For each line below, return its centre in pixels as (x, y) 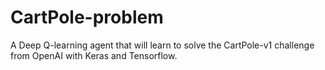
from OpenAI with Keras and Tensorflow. (94, 55)
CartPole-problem (87, 17)
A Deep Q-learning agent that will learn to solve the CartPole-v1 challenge (162, 45)
